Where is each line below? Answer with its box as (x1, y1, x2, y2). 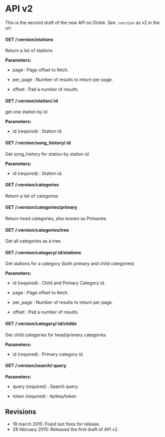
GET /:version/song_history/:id (5, 140, 71, 146)
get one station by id (5, 109, 47, 115)
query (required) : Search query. (12, 383, 79, 389)
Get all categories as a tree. (5, 238, 62, 244)
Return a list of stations (5, 48, 53, 54)
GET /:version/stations (5, 36, 53, 43)
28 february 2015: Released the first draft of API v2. (12, 426, 119, 432)
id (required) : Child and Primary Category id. (12, 280, 105, 286)
